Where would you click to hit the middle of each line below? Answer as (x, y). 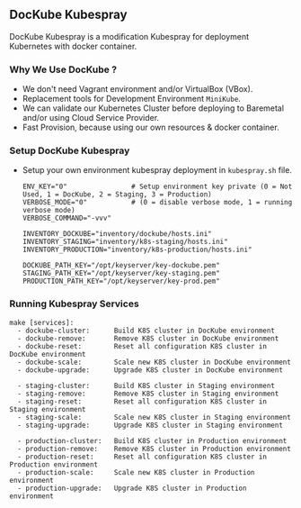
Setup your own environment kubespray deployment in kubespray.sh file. (157, 170)
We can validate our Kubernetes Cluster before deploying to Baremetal (153, 108)
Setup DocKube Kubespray (70, 150)
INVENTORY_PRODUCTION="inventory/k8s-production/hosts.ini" (137, 250)
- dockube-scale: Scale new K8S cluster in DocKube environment (155, 362)
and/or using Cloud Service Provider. (91, 118)
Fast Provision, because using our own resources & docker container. (151, 127)
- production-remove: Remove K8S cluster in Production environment (155, 449)
